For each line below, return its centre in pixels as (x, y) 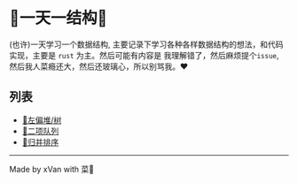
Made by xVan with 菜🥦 (52, 169)
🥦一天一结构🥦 (59, 18)
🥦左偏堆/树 (42, 119)
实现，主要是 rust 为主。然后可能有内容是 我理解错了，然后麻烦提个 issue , (144, 55)
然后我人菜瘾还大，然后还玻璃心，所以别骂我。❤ (99, 66)
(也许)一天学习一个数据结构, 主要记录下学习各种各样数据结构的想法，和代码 (146, 44)
